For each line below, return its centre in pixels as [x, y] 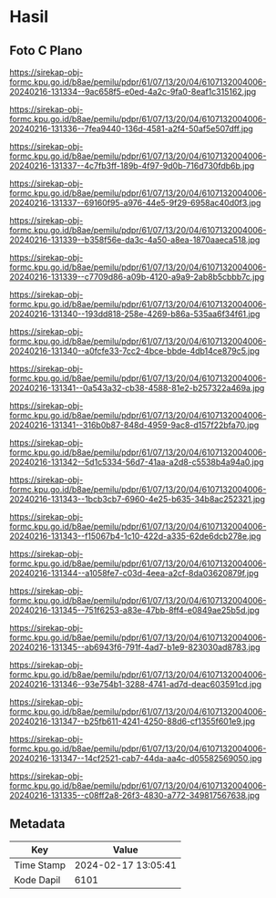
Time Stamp [40, 865]
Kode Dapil [37, 880]
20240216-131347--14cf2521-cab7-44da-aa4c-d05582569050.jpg [136, 758]
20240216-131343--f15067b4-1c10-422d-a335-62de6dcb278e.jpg [135, 536]
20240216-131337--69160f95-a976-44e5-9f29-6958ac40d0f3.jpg [135, 203]
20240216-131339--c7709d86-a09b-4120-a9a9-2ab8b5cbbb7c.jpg [137, 277]
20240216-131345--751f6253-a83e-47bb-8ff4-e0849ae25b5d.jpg [134, 610]
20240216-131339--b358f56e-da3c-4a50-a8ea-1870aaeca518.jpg [135, 240]
